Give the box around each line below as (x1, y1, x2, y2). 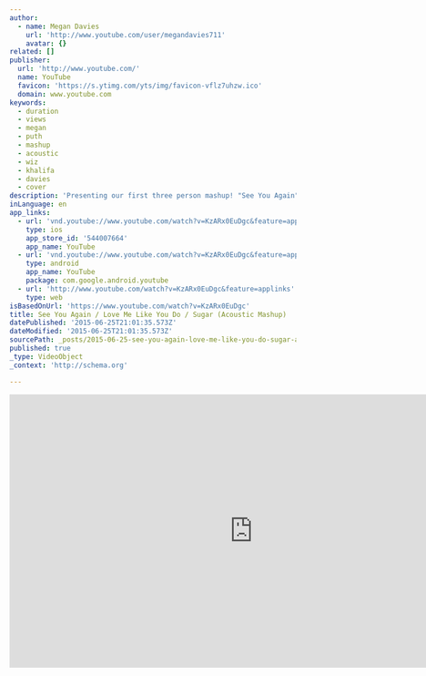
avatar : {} (25, 38, 67, 48)
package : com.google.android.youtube (25, 276, 169, 285)
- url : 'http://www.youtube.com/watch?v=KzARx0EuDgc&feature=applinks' (17, 284, 296, 293)
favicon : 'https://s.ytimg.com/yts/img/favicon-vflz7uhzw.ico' (17, 81, 262, 90)
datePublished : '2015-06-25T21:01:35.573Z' (9, 318, 177, 328)
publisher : (9, 56, 51, 65)
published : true (9, 343, 71, 353)
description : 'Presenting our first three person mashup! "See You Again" (9, 191, 299, 200)
